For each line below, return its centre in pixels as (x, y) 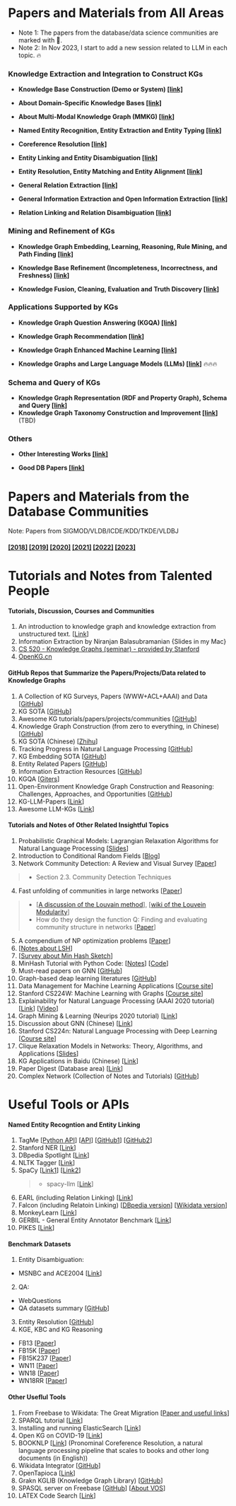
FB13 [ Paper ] (37, 1343)
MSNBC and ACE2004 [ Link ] (60, 1273)
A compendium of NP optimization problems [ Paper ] (94, 940)
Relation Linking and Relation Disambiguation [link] (95, 213)
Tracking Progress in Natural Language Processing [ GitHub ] (106, 748)
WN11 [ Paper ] (38, 1366)
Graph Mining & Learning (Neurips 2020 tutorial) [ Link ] (98, 1016)
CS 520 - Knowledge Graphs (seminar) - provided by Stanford (109, 649)
